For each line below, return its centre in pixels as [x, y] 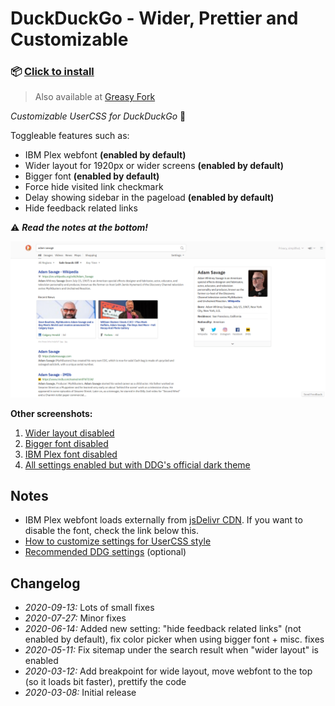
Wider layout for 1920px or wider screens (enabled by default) [154, 166]
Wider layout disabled [69, 433]
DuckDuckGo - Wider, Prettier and [154, 18]
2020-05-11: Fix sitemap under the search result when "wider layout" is [171, 650]
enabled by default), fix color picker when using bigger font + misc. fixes [174, 639]
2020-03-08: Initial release [80, 693]
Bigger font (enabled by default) [92, 176]
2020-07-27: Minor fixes [75, 618]
